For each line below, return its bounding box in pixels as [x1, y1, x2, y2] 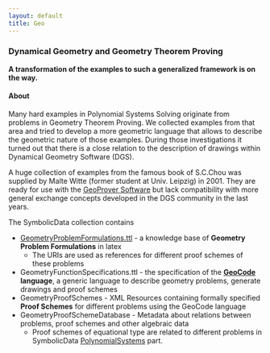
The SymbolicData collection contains [8, 218, 135, 226]
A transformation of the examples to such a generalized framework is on [8, 64, 256, 73]
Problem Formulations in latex [19, 242, 123, 251]
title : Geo [8, 19, 45, 27]
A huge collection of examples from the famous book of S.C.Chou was [8, 168, 242, 177]
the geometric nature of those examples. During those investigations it [8, 135, 242, 144]
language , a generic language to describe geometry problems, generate [19, 276, 261, 285]
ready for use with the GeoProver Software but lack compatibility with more [8, 185, 260, 194]
